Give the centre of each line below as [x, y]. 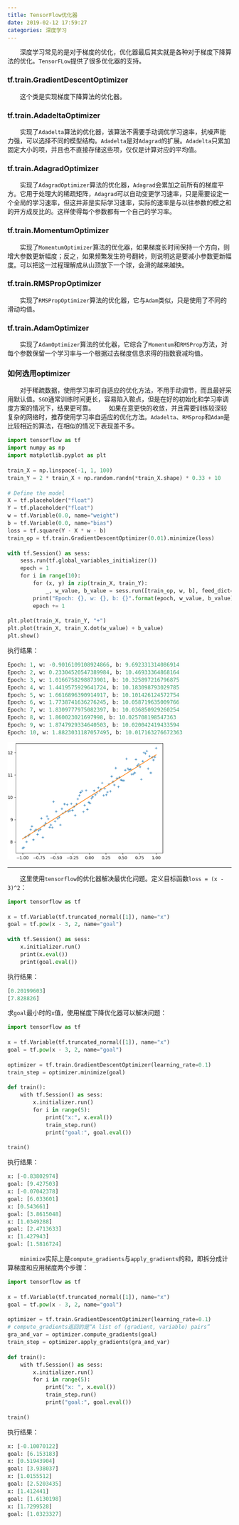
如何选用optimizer [39, 374]
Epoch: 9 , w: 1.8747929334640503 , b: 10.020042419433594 [94, 725]
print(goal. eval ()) [49, 962]
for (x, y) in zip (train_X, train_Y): [90, 584]
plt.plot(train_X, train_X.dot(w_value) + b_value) [85, 628]
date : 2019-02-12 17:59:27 [47, 22]
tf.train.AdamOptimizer [48, 328]
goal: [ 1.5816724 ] [34, 1244]
